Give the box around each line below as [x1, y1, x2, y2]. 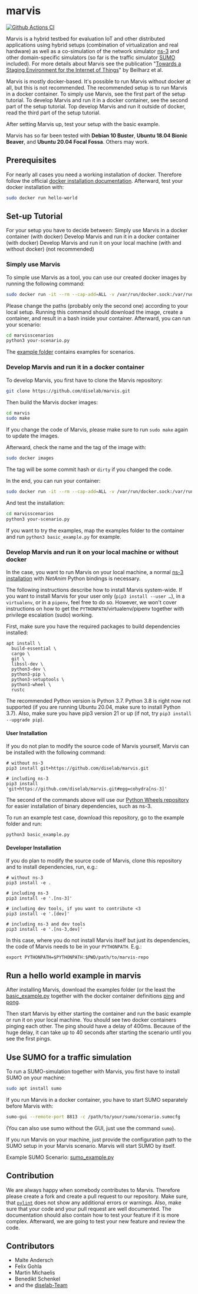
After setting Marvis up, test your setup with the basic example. [6, 120, 160, 127]
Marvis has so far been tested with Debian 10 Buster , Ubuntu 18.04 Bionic [6, 131, 187, 139]
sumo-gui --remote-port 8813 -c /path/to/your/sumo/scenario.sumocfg [6, 1114, 181, 1120]
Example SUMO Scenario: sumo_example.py [6, 1154, 114, 1161]
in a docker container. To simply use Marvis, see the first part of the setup [6, 90, 186, 97]
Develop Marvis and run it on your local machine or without [6, 548, 179, 556]
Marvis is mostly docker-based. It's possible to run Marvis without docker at [6, 78, 191, 85]
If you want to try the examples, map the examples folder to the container [6, 526, 184, 534]
